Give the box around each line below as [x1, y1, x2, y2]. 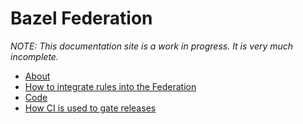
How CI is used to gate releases [24, 102, 157, 114]
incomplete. [10, 50, 59, 62]
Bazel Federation [10, 7, 153, 30]
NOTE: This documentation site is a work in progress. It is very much [10, 40, 294, 52]
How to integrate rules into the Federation [24, 80, 197, 92]
